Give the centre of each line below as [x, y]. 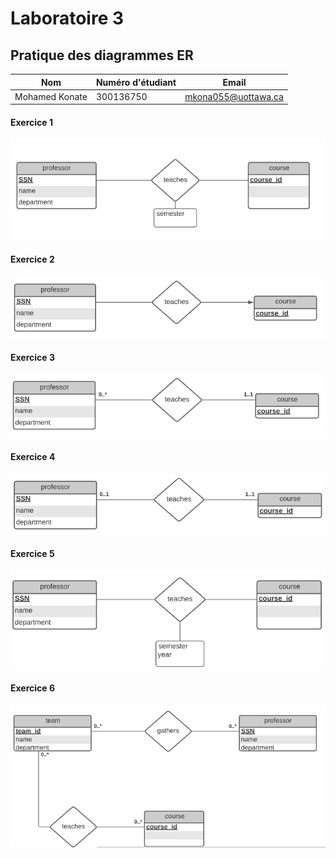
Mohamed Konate [51, 96]
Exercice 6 [33, 688]
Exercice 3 [33, 358]
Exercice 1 [32, 122]
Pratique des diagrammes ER [102, 55]
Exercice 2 [32, 259]
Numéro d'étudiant [136, 82]
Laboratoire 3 [67, 18]
